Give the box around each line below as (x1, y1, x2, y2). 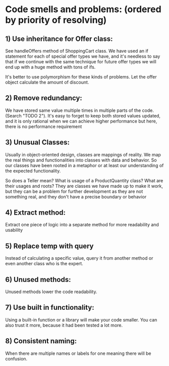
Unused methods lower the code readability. (5, 289, 97, 295)
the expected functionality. (5, 168, 61, 174)
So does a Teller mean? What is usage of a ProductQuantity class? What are (5, 177, 163, 183)
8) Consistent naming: (5, 337, 77, 345)
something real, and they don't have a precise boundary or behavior (5, 193, 147, 199)
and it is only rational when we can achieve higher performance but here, (5, 118, 157, 124)
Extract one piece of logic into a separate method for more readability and (5, 222, 159, 228)
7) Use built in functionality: (5, 303, 94, 312)
